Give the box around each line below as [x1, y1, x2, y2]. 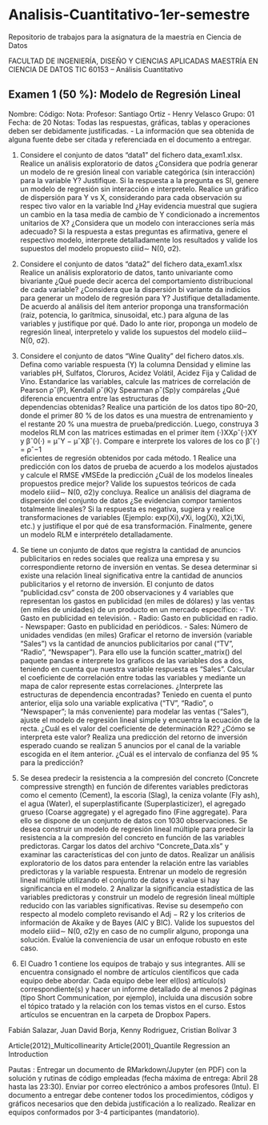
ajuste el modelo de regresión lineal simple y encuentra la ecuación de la [19, 715, 260, 725]
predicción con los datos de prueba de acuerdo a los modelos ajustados [19, 462, 258, 471]
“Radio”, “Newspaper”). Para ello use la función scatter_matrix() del [19, 647, 242, 657]
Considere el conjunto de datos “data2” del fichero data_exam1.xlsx [19, 258, 242, 269]
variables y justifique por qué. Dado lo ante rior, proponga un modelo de [19, 318, 258, 328]
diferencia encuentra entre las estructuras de [19, 394, 170, 403]
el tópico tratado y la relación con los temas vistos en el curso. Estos [19, 1001, 246, 1011]
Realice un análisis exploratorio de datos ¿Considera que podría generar [19, 158, 258, 168]
